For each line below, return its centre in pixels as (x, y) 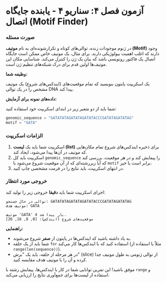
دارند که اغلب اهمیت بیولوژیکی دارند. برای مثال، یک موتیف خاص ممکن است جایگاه (82, 53)
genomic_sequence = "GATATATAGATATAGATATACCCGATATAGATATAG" (70, 118)
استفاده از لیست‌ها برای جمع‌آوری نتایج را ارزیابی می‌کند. (58, 274)
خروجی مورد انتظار (26, 181)
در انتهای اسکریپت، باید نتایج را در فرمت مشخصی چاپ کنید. (68, 168)
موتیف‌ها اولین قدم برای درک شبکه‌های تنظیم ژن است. (56, 64)
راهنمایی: (14, 228)
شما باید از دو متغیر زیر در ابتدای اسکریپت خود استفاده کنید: (61, 109)
